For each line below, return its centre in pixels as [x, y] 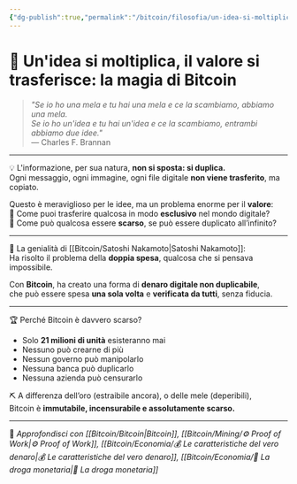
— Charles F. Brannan [71, 142]
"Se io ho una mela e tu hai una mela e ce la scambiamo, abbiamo [152, 104]
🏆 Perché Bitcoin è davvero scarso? [76, 319]
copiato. [24, 187]
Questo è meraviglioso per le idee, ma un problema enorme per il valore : [141, 204]
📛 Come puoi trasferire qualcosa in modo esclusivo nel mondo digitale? [140, 213]
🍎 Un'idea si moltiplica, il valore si [134, 61]
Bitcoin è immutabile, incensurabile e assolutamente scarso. [122, 408]
